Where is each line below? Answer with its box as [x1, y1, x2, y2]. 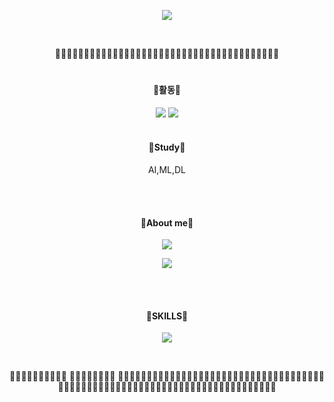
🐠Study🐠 [148, 141, 186, 154]
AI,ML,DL [147, 164, 187, 175]
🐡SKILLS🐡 [145, 310, 189, 322]
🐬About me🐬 [140, 216, 194, 229]
